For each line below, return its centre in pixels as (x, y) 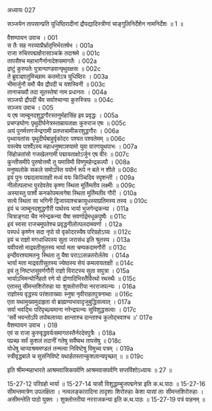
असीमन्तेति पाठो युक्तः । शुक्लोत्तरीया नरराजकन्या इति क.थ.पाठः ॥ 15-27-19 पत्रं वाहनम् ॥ (106, 399)
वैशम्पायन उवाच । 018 (32, 325)
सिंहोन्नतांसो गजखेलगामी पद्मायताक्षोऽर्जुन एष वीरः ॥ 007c (68, 154)
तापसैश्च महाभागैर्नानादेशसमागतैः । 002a (52, 61)
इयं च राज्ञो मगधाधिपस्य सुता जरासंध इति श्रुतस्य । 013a (69, 240)
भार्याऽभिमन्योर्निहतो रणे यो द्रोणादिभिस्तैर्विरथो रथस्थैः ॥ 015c (72, 278)
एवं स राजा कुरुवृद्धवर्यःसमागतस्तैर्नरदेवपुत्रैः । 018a (61, 333)
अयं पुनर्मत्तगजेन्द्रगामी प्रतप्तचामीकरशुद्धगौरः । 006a (63, 131)
